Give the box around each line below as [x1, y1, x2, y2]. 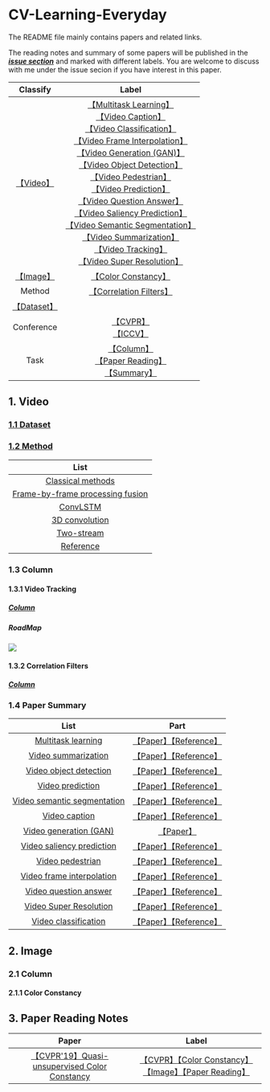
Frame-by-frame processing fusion [12, 488, 149, 499]
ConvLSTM [59, 501, 102, 512]
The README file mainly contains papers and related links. [8, 32, 202, 42]
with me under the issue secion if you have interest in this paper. [8, 64, 223, 74]
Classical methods [45, 475, 115, 486]
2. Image [8, 944, 53, 958]
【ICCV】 [112, 328, 149, 339]
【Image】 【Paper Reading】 [142, 1066, 251, 1078]
